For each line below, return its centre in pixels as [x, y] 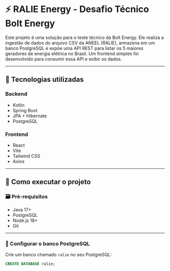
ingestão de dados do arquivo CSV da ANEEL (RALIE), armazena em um [80, 42]
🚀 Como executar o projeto [48, 182]
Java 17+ [22, 209]
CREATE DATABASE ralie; [30, 264]
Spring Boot [25, 110]
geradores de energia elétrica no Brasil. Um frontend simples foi [72, 54]
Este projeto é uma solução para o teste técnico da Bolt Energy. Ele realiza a [85, 37]
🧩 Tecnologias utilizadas [45, 80]
